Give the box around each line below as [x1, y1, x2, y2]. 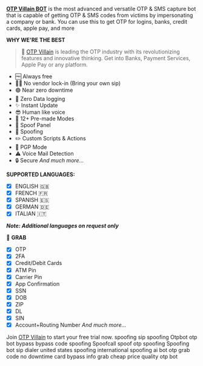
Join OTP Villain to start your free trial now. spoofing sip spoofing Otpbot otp [6, 334, 198, 341]
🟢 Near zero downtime [15, 86, 73, 94]
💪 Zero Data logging [15, 95, 65, 102]
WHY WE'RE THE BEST [6, 36, 65, 43]
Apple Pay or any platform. [21, 61, 88, 68]
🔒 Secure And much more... [15, 157, 84, 164]
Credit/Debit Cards [15, 260, 62, 267]
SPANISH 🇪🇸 [15, 196, 50, 204]
